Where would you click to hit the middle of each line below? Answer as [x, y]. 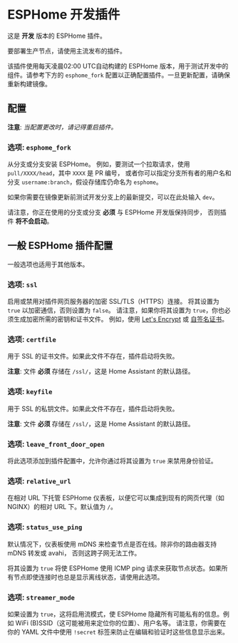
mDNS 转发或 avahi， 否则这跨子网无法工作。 [74, 552]
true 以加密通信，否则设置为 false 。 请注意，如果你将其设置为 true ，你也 [116, 310]
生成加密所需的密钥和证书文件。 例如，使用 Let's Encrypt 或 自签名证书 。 [121, 319]
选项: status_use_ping [45, 527]
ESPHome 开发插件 [64, 15]
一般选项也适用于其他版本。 [48, 264]
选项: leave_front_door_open [56, 444]
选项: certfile [32, 339]
